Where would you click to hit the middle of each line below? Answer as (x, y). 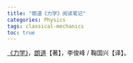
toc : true (21, 33)
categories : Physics (37, 20)
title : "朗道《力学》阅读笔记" (47, 13)
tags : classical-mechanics (46, 26)
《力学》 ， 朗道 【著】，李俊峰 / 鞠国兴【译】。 (69, 53)
